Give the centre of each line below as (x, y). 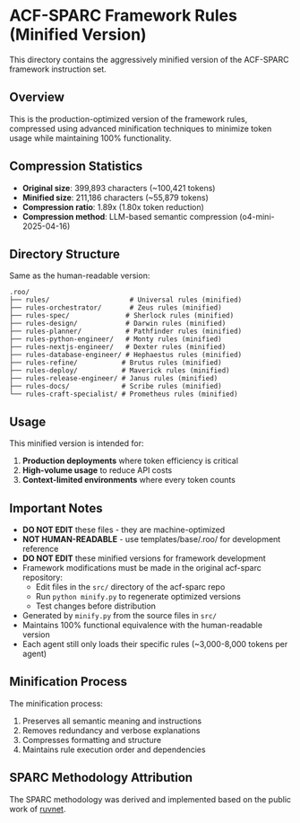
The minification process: (56, 703)
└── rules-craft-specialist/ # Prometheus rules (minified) (124, 394)
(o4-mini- (257, 216)
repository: (42, 577)
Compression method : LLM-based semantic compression (130, 216)
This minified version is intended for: (77, 443)
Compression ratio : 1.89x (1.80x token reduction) (113, 206)
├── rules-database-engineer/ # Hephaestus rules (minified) (126, 355)
